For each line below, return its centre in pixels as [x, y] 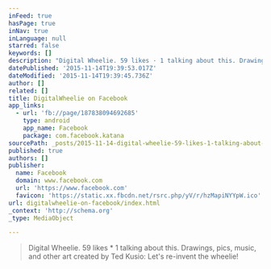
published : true [35, 151]
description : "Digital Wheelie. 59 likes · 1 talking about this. [122, 61]
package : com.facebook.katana [74, 135]
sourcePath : [28, 143]
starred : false [34, 46]
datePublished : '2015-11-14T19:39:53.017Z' [83, 68]
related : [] [28, 91]
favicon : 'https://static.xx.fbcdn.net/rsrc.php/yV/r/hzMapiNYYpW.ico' [139, 195]
